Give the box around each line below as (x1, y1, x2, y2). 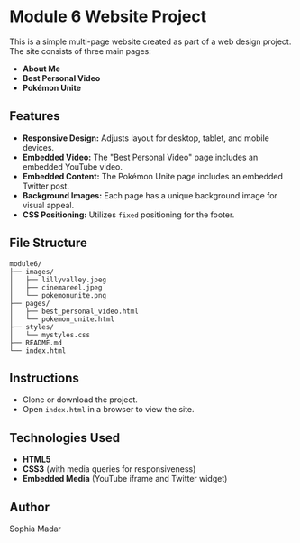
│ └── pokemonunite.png (9, 290, 106, 299)
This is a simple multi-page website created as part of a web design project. (9, 36, 292, 47)
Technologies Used (9, 430, 120, 446)
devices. (22, 142, 55, 152)
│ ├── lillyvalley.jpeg (9, 275, 106, 284)
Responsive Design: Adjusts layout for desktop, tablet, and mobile (22, 133, 270, 143)
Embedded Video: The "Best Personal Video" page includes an (22, 152, 259, 162)
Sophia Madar (9, 523, 61, 534)
